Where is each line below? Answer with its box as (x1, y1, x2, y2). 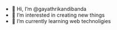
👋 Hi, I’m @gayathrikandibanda (11, 6, 87, 12)
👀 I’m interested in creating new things (11, 12, 105, 18)
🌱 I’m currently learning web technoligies (11, 18, 111, 24)
